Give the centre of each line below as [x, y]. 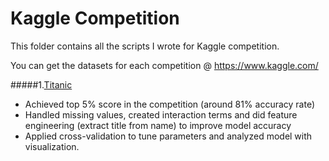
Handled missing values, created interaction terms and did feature [161, 114]
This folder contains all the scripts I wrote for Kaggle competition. [145, 46]
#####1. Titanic [41, 84]
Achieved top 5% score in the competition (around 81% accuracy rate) [170, 104]
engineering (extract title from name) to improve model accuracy [158, 125]
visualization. [52, 146]
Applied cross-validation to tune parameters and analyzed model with [168, 136]
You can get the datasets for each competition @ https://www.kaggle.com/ [164, 65]
